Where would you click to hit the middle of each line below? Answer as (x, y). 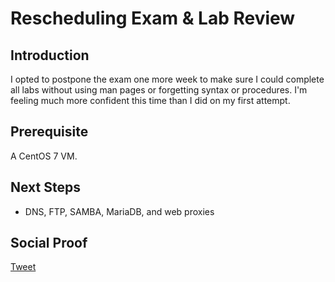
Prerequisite (49, 132)
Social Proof (49, 243)
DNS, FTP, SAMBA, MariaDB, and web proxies (119, 211)
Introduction (50, 55)
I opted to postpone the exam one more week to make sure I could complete (167, 79)
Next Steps (45, 187)
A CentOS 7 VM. (44, 156)
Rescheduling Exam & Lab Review (153, 18)
